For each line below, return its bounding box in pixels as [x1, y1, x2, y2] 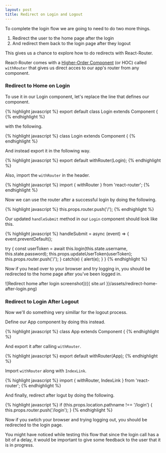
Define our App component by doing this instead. [5, 319, 105, 325]
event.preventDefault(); [5, 236, 53, 242]
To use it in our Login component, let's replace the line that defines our [5, 94, 149, 100]
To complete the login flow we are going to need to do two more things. [5, 25, 151, 31]
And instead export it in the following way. [5, 148, 90, 153]
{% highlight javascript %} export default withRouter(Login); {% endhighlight [5, 157, 161, 163]
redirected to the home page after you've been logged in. [5, 271, 122, 277]
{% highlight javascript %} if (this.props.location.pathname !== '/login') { [5, 402, 153, 408]
